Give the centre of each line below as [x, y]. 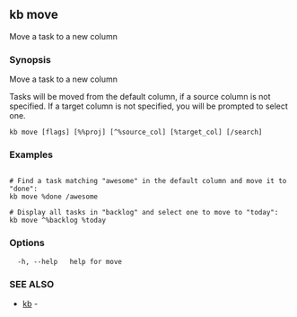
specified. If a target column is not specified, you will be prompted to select [149, 106]
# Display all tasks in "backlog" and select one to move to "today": [144, 213]
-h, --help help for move [70, 261]
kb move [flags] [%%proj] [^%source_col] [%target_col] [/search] [136, 132]
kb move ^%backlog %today [57, 220]
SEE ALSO [32, 284]
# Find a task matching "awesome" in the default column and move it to [148, 181]
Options [27, 243]
